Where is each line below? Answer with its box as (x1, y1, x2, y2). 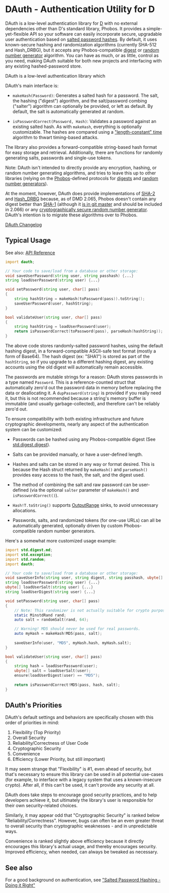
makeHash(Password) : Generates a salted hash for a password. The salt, (12, 92, 159, 98)
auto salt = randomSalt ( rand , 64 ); (14, 617, 89, 622)
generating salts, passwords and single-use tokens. (5, 155, 112, 161)
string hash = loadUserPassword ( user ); (14, 664, 98, 669)
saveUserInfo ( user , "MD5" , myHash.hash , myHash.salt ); (14, 640, 132, 645)
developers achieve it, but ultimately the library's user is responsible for (5, 797, 153, 803)
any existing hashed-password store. (5, 63, 82, 69)
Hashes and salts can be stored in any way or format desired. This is (12, 461, 155, 467)
